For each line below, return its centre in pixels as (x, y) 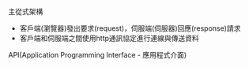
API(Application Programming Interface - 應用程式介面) (98, 55)
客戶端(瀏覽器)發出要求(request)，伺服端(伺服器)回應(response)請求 (130, 28)
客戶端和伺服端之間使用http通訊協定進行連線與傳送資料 (109, 38)
